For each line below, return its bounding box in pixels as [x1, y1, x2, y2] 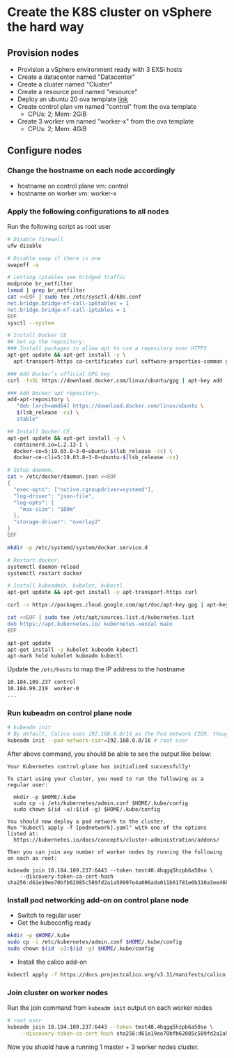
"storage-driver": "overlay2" [13, 519, 101, 526]
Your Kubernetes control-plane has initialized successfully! [7, 763, 192, 770]
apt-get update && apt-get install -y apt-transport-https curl [7, 589, 198, 596]
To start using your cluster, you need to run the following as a [7, 775, 204, 782]
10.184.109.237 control [7, 678, 77, 686]
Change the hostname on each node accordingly [7, 165, 175, 175]
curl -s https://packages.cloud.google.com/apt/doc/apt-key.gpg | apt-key [7, 602, 229, 609]
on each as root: [7, 854, 58, 862]
